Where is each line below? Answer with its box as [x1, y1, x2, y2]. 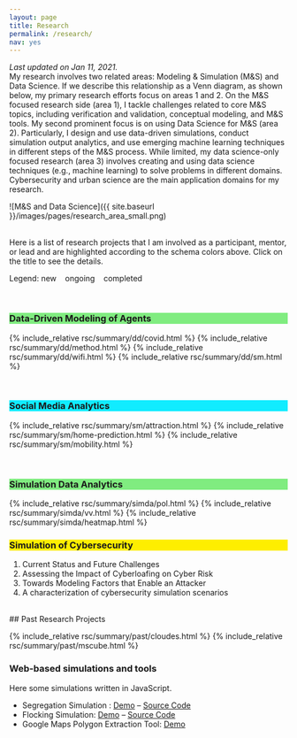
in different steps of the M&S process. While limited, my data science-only [9, 147, 280, 158]
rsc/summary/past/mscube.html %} [9, 641, 139, 651]
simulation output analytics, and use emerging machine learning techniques [9, 137, 286, 148]
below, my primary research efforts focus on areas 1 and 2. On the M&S [9, 90, 270, 101]
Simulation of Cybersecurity [9, 539, 134, 551]
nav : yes [9, 37, 42, 47]
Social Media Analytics [9, 400, 110, 412]
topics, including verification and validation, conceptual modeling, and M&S [9, 109, 284, 119]
